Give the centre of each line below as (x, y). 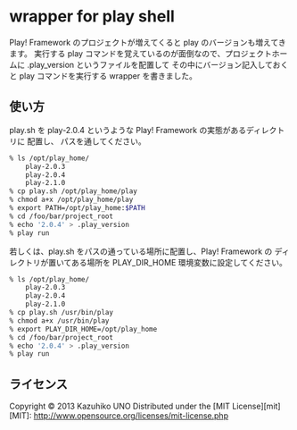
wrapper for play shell (92, 17)
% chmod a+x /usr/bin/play (59, 320)
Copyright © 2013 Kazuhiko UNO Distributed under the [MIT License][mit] (145, 406)
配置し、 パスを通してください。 (87, 141)
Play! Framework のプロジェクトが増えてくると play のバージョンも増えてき (148, 42)
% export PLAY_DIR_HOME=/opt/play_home (83, 329)
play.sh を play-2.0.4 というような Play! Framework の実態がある (128, 130)
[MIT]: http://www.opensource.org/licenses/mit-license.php (119, 416)
